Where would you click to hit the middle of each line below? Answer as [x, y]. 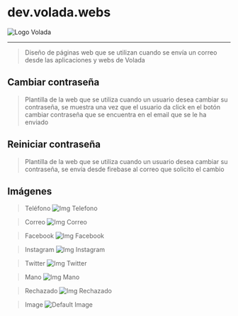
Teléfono [38, 208]
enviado [36, 122]
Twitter [35, 263]
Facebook [39, 236]
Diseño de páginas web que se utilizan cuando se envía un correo [121, 52]
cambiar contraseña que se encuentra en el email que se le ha [115, 114]
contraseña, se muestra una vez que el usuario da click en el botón [123, 107]
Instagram [39, 250]
